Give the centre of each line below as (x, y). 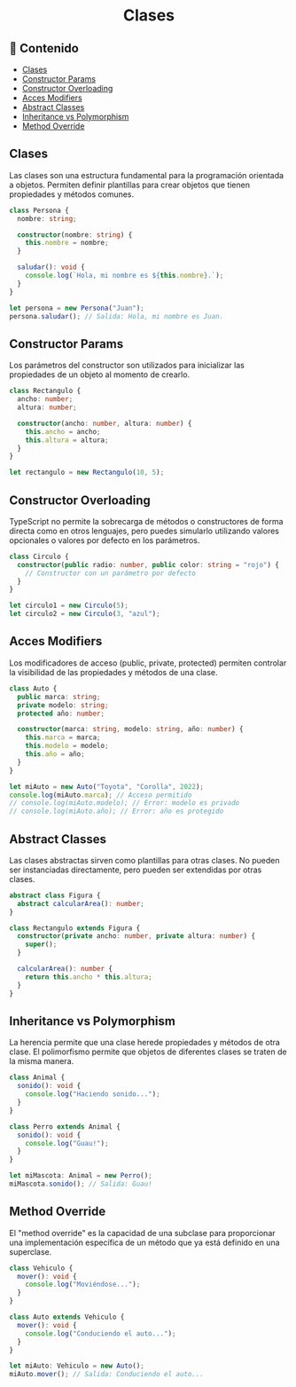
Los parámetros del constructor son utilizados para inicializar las (127, 366)
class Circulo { (39, 556)
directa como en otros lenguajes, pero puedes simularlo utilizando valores (144, 531)
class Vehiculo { (41, 1268)
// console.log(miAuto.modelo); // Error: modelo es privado (125, 803)
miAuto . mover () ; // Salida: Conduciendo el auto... (106, 1375)
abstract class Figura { (55, 895)
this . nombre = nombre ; (67, 243)
